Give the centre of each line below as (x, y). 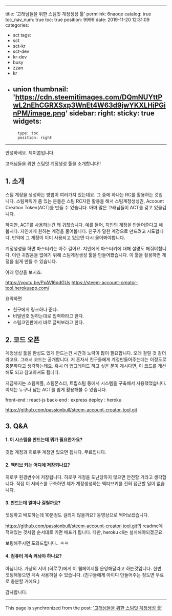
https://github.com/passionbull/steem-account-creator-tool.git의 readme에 (84, 526)
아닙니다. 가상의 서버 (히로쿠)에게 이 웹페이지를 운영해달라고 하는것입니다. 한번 (83, 568)
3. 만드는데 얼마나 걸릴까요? (33, 503)
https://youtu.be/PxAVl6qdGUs (38, 282)
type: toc (28, 133)
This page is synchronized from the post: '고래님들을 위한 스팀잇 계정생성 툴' (84, 608)
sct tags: (22, 35)
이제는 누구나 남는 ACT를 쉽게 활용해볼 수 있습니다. (56, 390)
